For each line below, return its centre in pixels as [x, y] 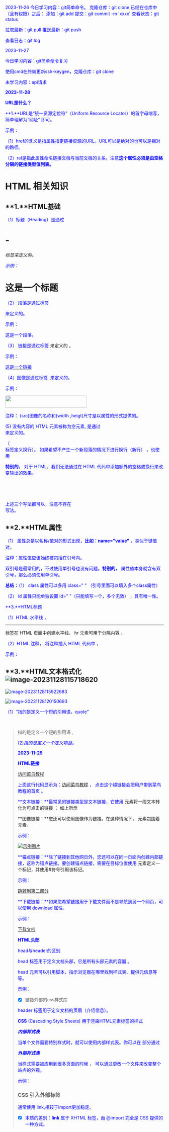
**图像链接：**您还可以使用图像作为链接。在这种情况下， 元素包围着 [89, 819]
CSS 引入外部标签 [39, 1095]
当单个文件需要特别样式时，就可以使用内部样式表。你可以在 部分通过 [89, 1042]
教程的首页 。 [31, 791]
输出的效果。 [23, 473]
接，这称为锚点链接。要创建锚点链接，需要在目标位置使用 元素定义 [87, 863]
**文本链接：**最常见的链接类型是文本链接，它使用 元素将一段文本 [87, 802]
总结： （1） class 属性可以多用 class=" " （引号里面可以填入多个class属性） [83, 585]
